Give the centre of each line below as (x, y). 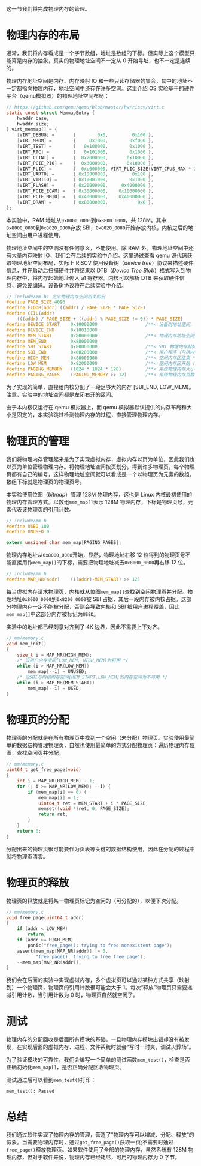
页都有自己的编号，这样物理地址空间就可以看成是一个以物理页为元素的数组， (100, 474)
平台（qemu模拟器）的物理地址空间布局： (58, 95)
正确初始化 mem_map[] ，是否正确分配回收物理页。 (66, 1067)
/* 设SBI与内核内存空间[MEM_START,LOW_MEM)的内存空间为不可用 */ (92, 677)
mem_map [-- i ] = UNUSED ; (57, 672)
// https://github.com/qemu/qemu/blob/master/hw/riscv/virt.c (85, 107)
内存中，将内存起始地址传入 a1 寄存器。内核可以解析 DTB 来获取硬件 (95, 277)
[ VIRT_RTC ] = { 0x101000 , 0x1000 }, (85, 152)
